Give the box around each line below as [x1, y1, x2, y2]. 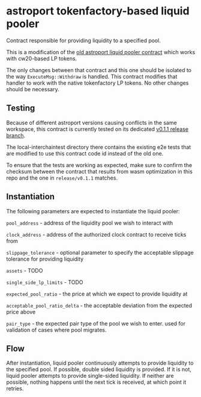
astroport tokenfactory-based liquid [6, 4, 190, 18]
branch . [6, 132, 26, 139]
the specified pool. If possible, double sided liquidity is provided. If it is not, [6, 366, 192, 373]
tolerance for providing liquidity [6, 255, 84, 262]
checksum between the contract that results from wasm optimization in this [6, 168, 193, 175]
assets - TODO [6, 267, 43, 274]
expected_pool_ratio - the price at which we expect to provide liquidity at [6, 290, 188, 297]
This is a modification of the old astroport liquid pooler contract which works [6, 48, 196, 55]
